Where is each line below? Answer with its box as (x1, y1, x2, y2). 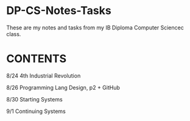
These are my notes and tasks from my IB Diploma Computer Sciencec (6, 24, 184, 31)
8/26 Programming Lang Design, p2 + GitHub (6, 84, 121, 91)
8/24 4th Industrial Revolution (6, 71, 81, 79)
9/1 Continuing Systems (6, 108, 66, 115)
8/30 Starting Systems (6, 95, 63, 103)
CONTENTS (6, 52, 67, 66)
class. (6, 30, 21, 37)
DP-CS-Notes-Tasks (6, 4, 111, 18)
